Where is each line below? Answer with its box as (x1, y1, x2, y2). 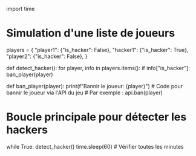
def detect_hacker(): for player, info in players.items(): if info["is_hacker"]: (6, 64, 191, 71)
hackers (6, 123, 48, 137)
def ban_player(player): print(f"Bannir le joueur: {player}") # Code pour (6, 82, 183, 89)
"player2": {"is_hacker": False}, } (6, 53, 88, 60)
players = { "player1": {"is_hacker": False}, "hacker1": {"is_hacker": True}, (6, 46, 189, 53)
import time (6, 5, 35, 12)
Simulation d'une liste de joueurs (6, 27, 175, 40)
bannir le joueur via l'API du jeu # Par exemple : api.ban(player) (6, 89, 163, 96)
